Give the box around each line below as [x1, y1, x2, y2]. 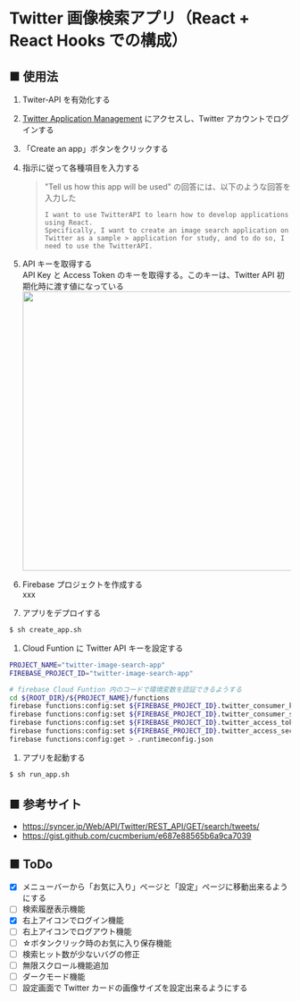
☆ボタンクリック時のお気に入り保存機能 [21, 938, 172, 948]
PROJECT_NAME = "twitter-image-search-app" [9, 660, 166, 669]
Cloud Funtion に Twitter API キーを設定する [21, 643, 184, 653]
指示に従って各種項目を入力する [21, 163, 140, 172]
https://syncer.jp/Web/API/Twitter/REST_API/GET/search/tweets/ [21, 821, 261, 832]
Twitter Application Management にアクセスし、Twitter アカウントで [21, 114, 274, 123]
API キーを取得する [21, 258, 93, 269]
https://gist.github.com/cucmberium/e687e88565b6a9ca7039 [21, 830, 252, 841]
